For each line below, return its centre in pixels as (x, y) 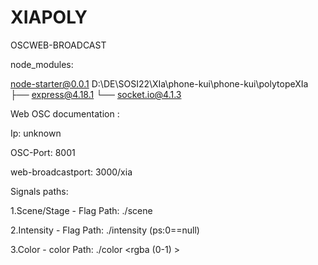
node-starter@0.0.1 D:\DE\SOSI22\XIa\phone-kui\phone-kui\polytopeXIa (159, 83)
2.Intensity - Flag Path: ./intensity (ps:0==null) (105, 230)
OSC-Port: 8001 (43, 152)
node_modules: (42, 64)
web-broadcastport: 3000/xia (71, 172)
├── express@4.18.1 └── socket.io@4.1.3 (96, 94)
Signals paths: (39, 191)
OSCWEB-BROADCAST (58, 45)
